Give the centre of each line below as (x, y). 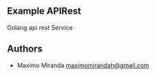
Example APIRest (44, 11)
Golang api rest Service (40, 27)
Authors (25, 49)
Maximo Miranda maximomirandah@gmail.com (83, 65)
